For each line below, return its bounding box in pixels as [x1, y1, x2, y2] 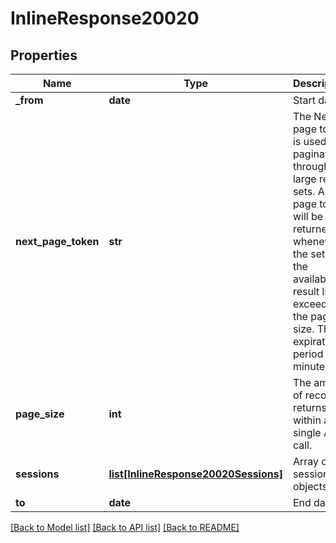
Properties [10, 47, 78, 64]
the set [292, 247, 326, 261]
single [292, 426, 322, 439]
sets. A [292, 185, 325, 198]
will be [292, 210, 324, 223]
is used [292, 135, 327, 148]
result [292, 285, 320, 298]
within [292, 413, 322, 427]
